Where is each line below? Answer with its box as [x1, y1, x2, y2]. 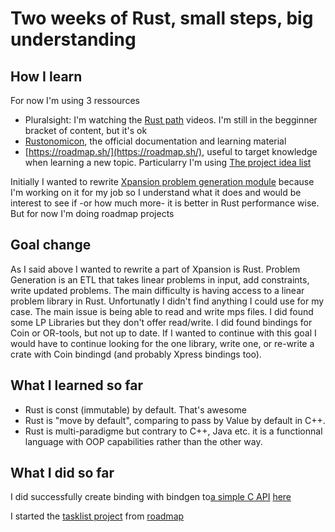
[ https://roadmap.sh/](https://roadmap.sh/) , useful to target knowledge [24, 146, 318, 157]
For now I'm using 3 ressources [10, 95, 140, 106]
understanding [10, 28, 137, 51]
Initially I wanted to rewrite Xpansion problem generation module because [10, 176, 315, 187]
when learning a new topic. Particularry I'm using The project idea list [24, 157, 312, 168]
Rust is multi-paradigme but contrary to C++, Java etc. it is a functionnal [24, 425, 323, 437]
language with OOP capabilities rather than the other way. [24, 435, 263, 447]
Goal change [10, 237, 92, 254]
